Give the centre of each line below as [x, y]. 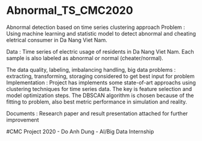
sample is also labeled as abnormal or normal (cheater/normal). [85, 58]
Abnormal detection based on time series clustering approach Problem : [96, 27]
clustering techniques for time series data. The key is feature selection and [99, 89]
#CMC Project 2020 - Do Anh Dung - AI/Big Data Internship [80, 131]
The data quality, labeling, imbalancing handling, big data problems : [91, 69]
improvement [23, 120]
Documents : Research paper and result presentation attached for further [97, 113]
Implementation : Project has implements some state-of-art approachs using [101, 83]
